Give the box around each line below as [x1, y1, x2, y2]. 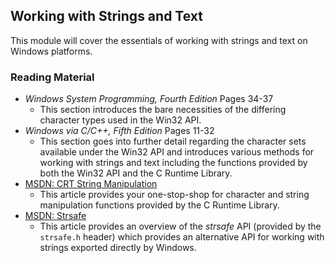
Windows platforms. [10, 45, 93, 57]
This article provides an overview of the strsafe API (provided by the [39, 220, 322, 233]
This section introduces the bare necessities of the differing [39, 104, 287, 116]
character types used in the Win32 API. [39, 114, 202, 126]
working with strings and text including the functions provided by [39, 157, 308, 169]
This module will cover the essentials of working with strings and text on [10, 34, 308, 46]
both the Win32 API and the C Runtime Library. [39, 167, 233, 179]
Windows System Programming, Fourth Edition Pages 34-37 [24, 93, 274, 105]
